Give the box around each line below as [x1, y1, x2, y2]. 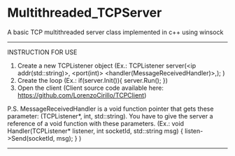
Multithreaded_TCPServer [7, 5, 162, 21]
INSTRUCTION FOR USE [7, 47, 78, 56]
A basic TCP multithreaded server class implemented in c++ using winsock [7, 28, 224, 36]
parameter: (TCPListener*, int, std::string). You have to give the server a [7, 111, 213, 120]
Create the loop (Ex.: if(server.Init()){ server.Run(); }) [17, 76, 168, 84]
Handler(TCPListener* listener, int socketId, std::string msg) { [7, 127, 184, 135]
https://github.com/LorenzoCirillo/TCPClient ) [17, 91, 147, 99]
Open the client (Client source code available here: [17, 84, 164, 92]
